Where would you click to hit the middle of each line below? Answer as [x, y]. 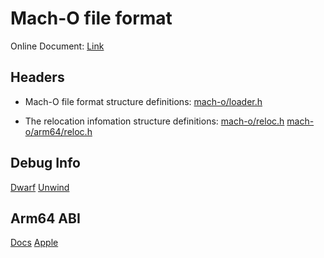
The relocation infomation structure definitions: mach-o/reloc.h [154, 121]
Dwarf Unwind [40, 187]
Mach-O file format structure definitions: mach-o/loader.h [143, 101]
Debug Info [45, 163]
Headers [37, 77]
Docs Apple [34, 243]
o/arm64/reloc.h [58, 131]
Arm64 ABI [45, 218]
